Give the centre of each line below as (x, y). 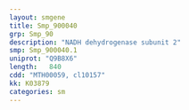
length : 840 (36, 67)
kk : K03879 (29, 83)
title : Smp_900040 (43, 26)
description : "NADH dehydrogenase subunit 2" (95, 42)
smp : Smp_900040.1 (43, 51)
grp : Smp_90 (31, 34)
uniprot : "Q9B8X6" (43, 59)
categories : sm (37, 91)
